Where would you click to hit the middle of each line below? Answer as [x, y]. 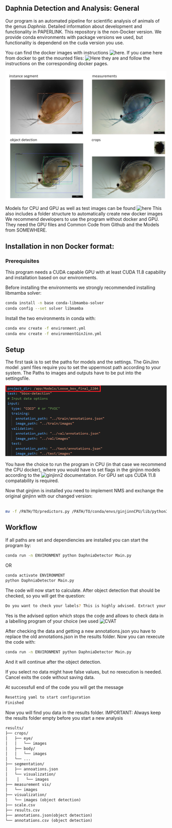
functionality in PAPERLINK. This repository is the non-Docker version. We [83, 32]
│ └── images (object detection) [43, 800]
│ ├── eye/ [19, 738]
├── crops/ [17, 733]
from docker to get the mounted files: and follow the [78, 58]
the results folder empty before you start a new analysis [64, 718]
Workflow [21, 527]
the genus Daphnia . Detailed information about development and [74, 26]
